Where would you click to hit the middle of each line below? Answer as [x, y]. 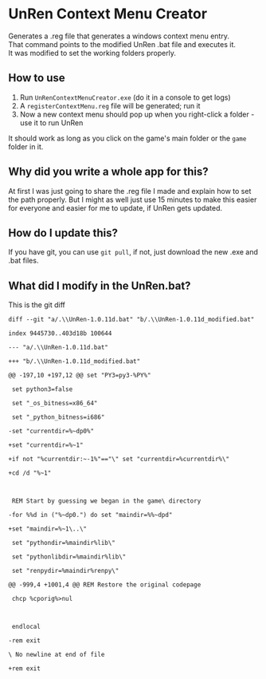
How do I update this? [63, 233]
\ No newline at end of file [57, 655]
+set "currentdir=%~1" [46, 445]
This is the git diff [37, 305]
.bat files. [23, 261]
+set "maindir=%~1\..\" [48, 529]
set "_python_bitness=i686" [58, 417]
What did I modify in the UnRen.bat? [100, 285]
